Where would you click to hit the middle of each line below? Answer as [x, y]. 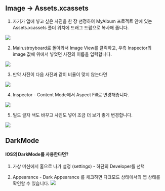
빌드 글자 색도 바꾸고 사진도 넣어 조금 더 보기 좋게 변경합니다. [73, 115]
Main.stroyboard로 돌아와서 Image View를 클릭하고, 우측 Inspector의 [82, 48]
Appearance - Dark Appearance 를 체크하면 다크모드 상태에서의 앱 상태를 [86, 177]
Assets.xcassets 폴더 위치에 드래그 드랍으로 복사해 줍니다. [71, 27]
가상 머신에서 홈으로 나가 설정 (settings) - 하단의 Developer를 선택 [79, 166]
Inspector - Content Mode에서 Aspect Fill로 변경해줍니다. [71, 94]
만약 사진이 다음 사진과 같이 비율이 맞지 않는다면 [60, 74]
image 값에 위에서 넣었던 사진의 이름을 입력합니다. [62, 54]
